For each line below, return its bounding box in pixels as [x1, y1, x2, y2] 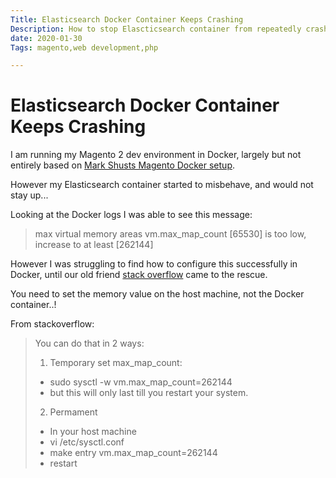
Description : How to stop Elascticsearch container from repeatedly [10, 24, 302, 34]
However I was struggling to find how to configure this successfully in [10, 258, 298, 270]
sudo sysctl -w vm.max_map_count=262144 [49, 376, 233, 388]
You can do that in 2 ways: [34, 337, 145, 350]
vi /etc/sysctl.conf [49, 436, 125, 448]
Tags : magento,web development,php [10, 42, 159, 53]
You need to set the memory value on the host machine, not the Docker [10, 288, 305, 300]
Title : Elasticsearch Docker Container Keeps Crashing [10, 14, 244, 25]
